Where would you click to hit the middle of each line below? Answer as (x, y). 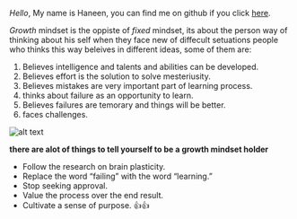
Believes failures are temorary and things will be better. (124, 105)
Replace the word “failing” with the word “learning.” (117, 176)
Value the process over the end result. (93, 195)
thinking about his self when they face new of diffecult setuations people (144, 40)
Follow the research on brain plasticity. (94, 166)
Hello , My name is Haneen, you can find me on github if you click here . (140, 13)
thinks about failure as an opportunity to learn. (108, 95)
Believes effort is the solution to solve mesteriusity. (116, 76)
